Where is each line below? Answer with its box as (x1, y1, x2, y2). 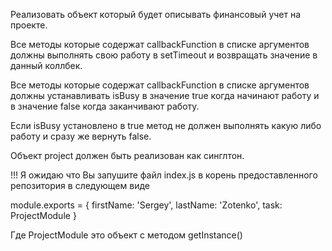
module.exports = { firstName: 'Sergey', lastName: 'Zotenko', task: (10, 199, 283, 211)
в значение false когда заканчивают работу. (10, 100, 200, 112)
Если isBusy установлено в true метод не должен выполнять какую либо (10, 120, 322, 131)
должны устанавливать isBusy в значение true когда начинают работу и (10, 90, 320, 101)
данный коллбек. (10, 60, 83, 71)
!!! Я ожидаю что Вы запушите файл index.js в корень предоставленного (10, 169, 318, 181)
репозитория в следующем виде (10, 180, 150, 191)
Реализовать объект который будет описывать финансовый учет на (10, 9, 302, 20)
